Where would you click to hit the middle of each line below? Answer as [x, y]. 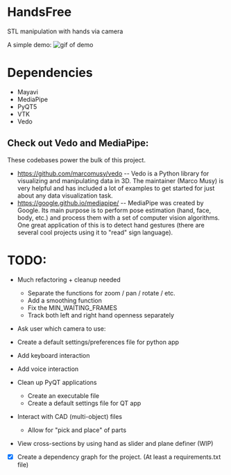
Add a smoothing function [65, 300]
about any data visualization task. [65, 196]
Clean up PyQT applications [57, 382]
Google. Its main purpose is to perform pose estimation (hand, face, [114, 210]
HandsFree [39, 12]
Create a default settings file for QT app [84, 403]
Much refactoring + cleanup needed [69, 279]
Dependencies [50, 73]
